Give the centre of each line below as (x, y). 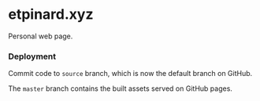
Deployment (32, 56)
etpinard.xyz (51, 14)
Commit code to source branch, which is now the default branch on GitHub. (130, 74)
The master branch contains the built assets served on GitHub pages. (120, 88)
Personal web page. (41, 36)
